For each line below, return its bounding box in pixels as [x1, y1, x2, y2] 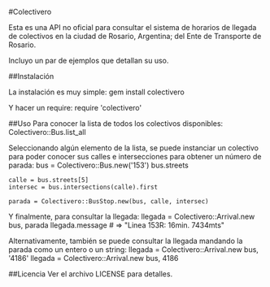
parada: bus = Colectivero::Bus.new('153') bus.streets [8, 160, 189, 170]
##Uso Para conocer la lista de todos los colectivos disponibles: [8, 119, 224, 128]
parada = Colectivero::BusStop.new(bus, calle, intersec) [8, 198, 209, 206]
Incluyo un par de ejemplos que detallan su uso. [8, 56, 169, 65]
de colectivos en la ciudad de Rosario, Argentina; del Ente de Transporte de [8, 32, 262, 41]
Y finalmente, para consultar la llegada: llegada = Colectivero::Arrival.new [8, 211, 255, 221]
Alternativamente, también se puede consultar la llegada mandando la [8, 236, 243, 246]
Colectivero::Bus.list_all [8, 128, 87, 137]
